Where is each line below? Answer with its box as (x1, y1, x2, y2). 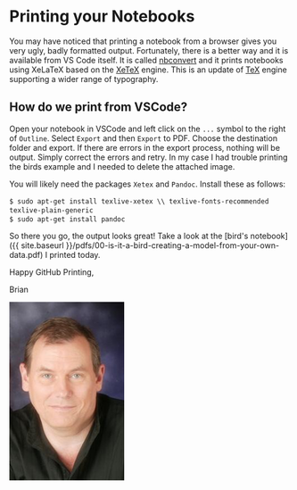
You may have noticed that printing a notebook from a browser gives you (9, 36, 277, 46)
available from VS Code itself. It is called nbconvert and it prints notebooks (9, 54, 284, 65)
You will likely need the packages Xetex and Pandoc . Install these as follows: (9, 179, 286, 189)
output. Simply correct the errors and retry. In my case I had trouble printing (9, 152, 288, 162)
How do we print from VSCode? (9, 100, 188, 115)
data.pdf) (9, 249, 44, 260)
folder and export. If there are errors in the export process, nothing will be (9, 142, 281, 153)
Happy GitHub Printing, (9, 266, 95, 278)
